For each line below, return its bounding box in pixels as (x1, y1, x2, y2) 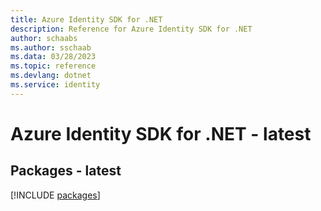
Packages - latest (10, 162, 122, 180)
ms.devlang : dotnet (10, 71, 92, 81)
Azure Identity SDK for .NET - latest (10, 122, 312, 145)
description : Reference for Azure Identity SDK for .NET (10, 24, 253, 34)
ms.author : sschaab (10, 42, 92, 53)
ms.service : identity (10, 80, 101, 90)
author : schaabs (10, 33, 78, 43)
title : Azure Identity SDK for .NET (10, 14, 163, 25)
